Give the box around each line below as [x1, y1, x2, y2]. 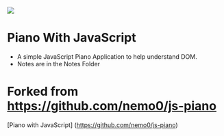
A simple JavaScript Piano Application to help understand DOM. [16, 52, 197, 61]
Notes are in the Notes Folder [16, 59, 101, 68]
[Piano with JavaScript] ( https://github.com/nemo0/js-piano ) [7, 120, 178, 129]
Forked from [7, 84, 79, 99]
